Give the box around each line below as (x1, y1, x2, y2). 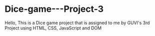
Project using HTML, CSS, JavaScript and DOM (4, 25, 102, 31)
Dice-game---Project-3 (4, 3, 104, 15)
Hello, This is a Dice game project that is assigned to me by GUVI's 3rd (4, 20, 150, 26)
